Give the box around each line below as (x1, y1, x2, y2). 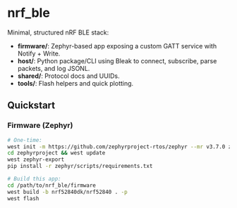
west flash (7, 195, 39, 202)
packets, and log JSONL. (17, 64, 90, 72)
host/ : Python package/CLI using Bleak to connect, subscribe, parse (17, 56, 217, 65)
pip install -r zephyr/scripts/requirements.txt (7, 163, 153, 170)
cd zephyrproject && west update (7, 150, 106, 157)
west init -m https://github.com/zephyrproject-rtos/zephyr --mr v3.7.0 (7, 143, 226, 150)
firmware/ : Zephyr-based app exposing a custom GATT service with (17, 41, 217, 50)
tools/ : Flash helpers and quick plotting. (17, 79, 134, 87)
